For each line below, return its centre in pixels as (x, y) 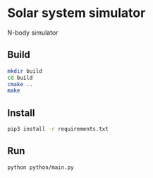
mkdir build (25, 71)
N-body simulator (33, 32)
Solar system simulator (76, 13)
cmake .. (20, 84)
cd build (20, 78)
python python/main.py (41, 167)
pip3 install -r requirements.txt (58, 129)
